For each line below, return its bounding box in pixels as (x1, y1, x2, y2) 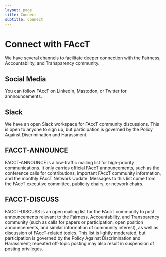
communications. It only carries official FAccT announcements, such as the (5, 165, 160, 171)
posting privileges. (5, 246, 43, 252)
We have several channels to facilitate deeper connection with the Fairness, (5, 55, 161, 61)
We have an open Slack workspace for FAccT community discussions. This (5, 121, 160, 127)
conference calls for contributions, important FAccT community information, (5, 170, 161, 176)
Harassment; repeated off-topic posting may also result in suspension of (5, 240, 155, 246)
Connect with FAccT (5, 38, 91, 50)
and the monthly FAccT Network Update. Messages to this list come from (5, 175, 156, 181)
